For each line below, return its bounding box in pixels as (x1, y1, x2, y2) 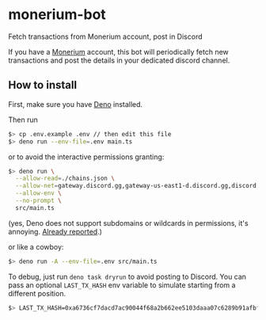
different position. (8, 288, 66, 298)
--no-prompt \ (15, 196, 62, 204)
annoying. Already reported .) (8, 227, 103, 236)
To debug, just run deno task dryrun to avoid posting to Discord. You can (8, 272, 247, 281)
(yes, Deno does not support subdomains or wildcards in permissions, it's (8, 218, 249, 227)
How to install (8, 78, 78, 92)
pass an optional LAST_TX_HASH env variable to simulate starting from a (8, 280, 236, 290)
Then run (8, 115, 38, 124)
